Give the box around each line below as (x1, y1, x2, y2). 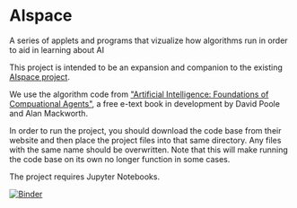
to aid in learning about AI (9, 44, 105, 55)
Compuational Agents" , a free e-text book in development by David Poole (9, 98, 281, 108)
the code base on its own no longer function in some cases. (9, 153, 231, 164)
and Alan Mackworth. (9, 108, 88, 118)
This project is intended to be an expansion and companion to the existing (9, 62, 283, 73)
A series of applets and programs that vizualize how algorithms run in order (9, 35, 289, 46)
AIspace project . (9, 71, 70, 82)
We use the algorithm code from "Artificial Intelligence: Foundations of (9, 89, 269, 100)
